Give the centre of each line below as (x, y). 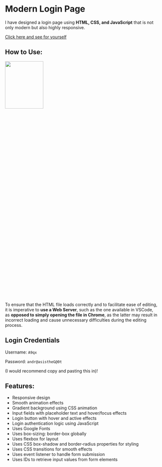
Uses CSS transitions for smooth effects (52, 449)
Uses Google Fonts (31, 429)
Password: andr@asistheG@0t (33, 361)
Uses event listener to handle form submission (58, 454)
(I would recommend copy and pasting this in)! (51, 371)
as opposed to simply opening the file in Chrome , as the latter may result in (81, 315)
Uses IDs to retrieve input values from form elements (65, 460)
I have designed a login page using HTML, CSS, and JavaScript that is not (79, 22)
